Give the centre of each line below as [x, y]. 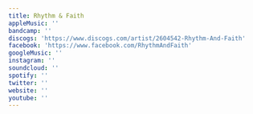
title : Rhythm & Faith [46, 16]
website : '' [28, 90]
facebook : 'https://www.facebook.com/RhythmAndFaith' [100, 46]
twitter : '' [28, 83]
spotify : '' [28, 75]
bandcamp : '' [30, 31]
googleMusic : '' [35, 53]
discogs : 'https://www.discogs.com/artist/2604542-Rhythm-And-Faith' [127, 38]
